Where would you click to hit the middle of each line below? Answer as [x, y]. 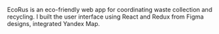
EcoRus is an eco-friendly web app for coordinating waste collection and [110, 10]
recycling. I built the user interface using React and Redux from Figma [105, 17]
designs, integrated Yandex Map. [54, 24]
